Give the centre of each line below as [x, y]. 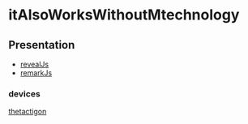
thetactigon [28, 112]
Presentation [42, 45]
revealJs [34, 64]
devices [24, 93]
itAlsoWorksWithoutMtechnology [124, 15]
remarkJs [36, 73]
